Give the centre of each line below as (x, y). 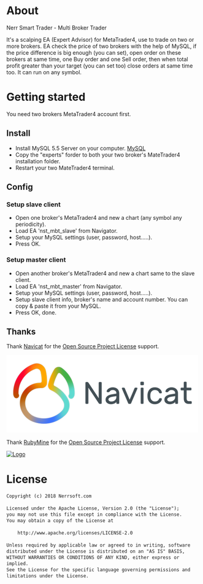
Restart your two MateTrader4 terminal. (65, 168)
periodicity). (30, 224)
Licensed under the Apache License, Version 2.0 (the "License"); (93, 508)
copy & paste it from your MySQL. (58, 306)
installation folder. (38, 161)
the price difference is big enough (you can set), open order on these (94, 52)
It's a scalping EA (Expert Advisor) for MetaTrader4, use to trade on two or (100, 39)
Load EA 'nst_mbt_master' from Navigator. (69, 286)
